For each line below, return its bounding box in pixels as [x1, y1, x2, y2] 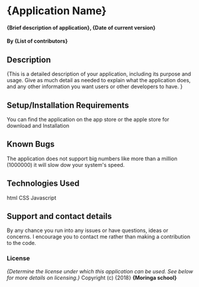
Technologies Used [7, 179, 79, 189]
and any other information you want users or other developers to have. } [7, 83, 183, 90]
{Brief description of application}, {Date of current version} [7, 24, 156, 31]
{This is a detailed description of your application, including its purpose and [7, 70, 191, 78]
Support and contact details [7, 211, 112, 221]
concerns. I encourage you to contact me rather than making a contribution [7, 233, 191, 240]
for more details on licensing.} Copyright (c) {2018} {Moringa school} [7, 274, 177, 281]
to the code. [7, 240, 36, 247]
